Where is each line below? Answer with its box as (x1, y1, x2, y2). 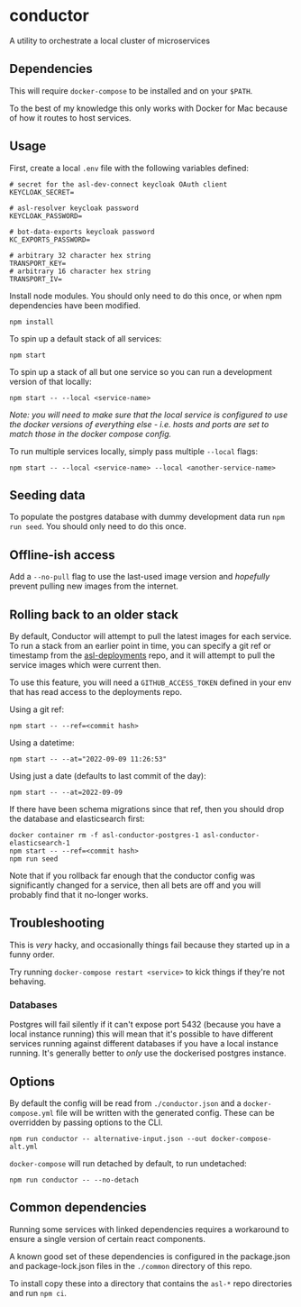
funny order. (9, 948, 56, 960)
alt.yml (9, 1142, 39, 1151)
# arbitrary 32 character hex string (9, 251, 151, 260)
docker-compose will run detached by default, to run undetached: (9, 1157, 248, 1168)
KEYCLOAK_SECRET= (9, 187, 75, 197)
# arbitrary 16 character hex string (9, 267, 151, 276)
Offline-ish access (9, 547, 115, 562)
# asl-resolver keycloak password (9, 204, 140, 213)
